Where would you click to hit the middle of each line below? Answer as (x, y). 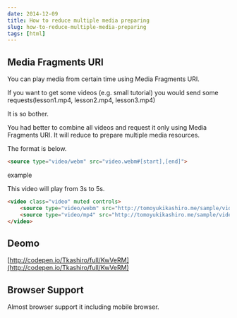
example (20, 175)
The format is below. (37, 149)
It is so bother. (28, 114)
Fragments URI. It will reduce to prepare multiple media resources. (103, 135)
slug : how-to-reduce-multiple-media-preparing (77, 27)
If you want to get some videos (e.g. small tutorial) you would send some (113, 93)
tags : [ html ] (26, 33)
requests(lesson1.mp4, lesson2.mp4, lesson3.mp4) (81, 100)
